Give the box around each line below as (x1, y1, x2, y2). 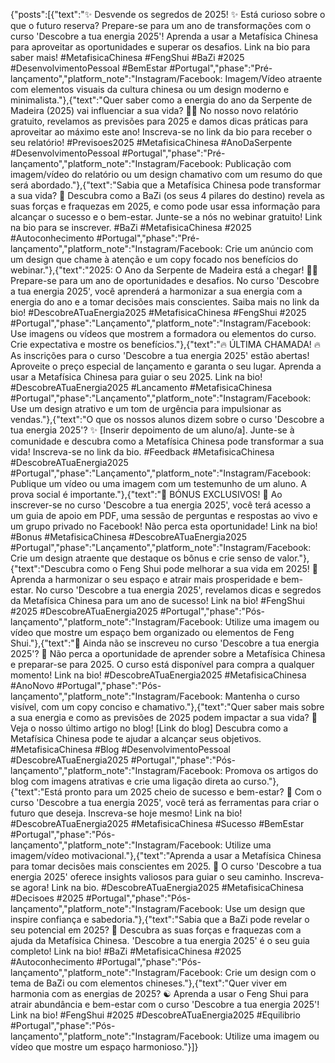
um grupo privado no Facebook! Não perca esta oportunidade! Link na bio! (10, 520, 318, 532)
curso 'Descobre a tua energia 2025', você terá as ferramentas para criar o (10, 797, 320, 808)
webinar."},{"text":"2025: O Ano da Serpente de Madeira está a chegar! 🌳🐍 (10, 264, 318, 276)
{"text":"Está (10, 786, 63, 798)
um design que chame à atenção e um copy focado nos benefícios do (10, 254, 299, 265)
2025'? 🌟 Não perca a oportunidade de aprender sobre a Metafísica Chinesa (10, 648, 326, 659)
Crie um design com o (224, 967, 317, 978)
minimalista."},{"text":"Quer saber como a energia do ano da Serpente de (10, 94, 313, 106)
